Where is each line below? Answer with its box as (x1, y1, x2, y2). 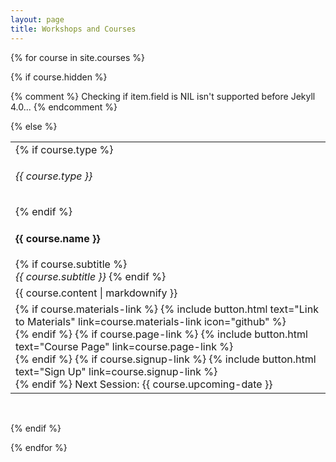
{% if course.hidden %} (10, 71, 108, 83)
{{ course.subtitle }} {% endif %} (15, 269, 167, 283)
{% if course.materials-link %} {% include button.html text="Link (15, 302, 319, 316)
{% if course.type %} (15, 142, 114, 156)
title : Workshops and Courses (10, 24, 137, 34)
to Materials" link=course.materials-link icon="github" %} (15, 314, 287, 328)
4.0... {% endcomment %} (10, 101, 118, 113)
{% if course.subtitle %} (15, 257, 128, 271)
